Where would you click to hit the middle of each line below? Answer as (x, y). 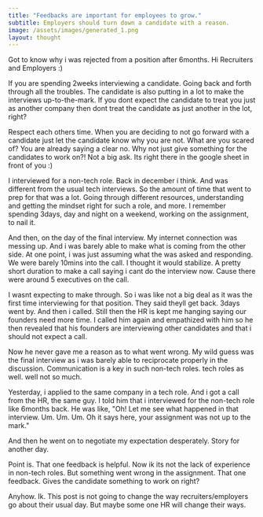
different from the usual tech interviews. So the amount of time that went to (130, 189)
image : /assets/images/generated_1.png (73, 30)
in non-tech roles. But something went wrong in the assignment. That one (127, 473)
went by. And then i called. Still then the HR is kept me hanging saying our (128, 312)
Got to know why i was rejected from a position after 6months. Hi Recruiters (131, 60)
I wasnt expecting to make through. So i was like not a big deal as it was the (130, 295)
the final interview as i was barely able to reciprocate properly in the (118, 360)
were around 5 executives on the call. (69, 279)
